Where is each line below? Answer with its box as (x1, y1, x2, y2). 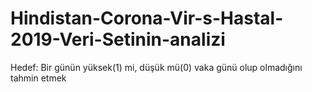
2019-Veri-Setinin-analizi (10, 28, 226, 51)
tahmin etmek (10, 72, 67, 84)
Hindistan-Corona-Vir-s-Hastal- (10, 7, 284, 30)
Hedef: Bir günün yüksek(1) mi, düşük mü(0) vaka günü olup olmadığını (10, 61, 303, 73)
